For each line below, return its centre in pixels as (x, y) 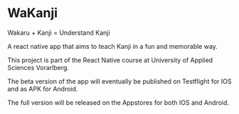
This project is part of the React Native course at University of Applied (110, 60)
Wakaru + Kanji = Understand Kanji (59, 33)
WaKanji (33, 13)
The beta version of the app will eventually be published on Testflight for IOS (119, 81)
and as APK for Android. (43, 89)
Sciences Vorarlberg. (38, 67)
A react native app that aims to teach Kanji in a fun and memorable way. (113, 46)
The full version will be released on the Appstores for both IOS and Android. (118, 102)
